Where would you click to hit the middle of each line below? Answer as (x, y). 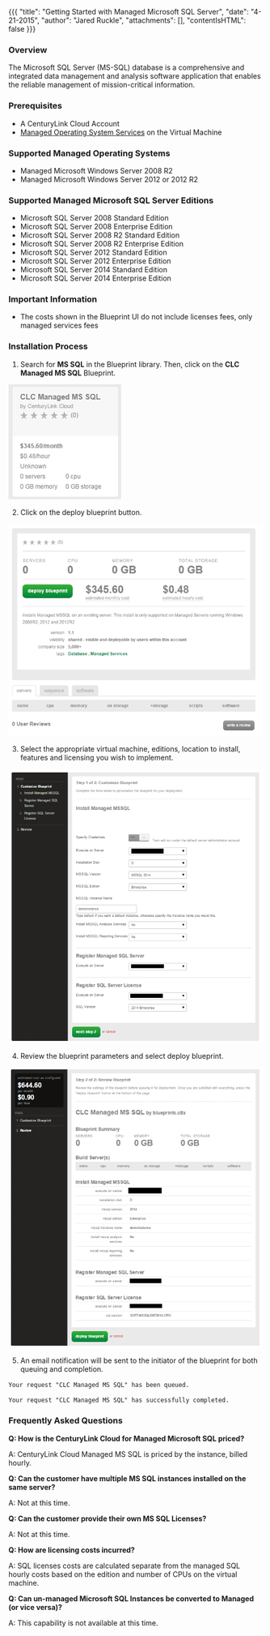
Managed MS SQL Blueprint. (67, 373)
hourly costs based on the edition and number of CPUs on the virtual (123, 1574)
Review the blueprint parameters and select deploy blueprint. (122, 1056)
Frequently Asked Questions (65, 1420)
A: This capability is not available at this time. (83, 1623)
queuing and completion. (61, 1369)
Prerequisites (35, 106)
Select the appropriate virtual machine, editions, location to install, (130, 749)
